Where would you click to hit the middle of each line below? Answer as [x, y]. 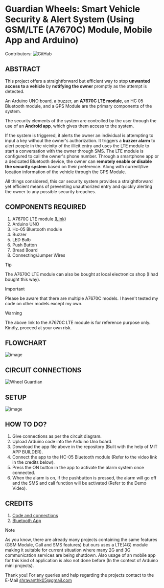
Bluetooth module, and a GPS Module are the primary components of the [79, 106]
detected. [15, 91]
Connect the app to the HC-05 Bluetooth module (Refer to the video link [85, 457]
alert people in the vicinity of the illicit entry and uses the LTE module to [77, 146]
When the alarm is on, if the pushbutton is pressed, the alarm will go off [84, 477]
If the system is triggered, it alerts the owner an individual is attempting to [79, 135]
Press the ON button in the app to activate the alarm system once [78, 467]
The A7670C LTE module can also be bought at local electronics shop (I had [82, 274]
